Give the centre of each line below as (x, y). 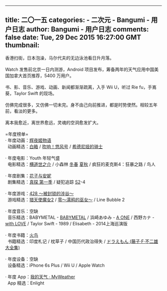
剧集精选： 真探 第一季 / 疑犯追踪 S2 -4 (46, 182)
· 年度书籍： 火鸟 (22, 235)
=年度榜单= (17, 134)
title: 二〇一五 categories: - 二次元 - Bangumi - (78, 20)
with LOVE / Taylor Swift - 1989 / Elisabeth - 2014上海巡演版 (66, 223)
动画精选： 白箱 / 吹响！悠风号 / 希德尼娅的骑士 (55, 146)
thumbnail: (22, 45)
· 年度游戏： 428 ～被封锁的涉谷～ (40, 193)
